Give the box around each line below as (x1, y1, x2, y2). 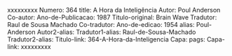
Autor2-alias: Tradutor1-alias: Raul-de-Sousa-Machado (36, 28, 196, 36)
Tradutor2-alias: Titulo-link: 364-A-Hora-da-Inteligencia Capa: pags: (7, 35, 205, 44)
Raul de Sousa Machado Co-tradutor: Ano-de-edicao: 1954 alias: (7, 21, 195, 28)
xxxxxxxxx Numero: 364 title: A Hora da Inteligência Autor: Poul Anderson (7, 6, 221, 14)
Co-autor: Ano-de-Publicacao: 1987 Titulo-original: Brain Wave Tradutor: (7, 13, 217, 21)
